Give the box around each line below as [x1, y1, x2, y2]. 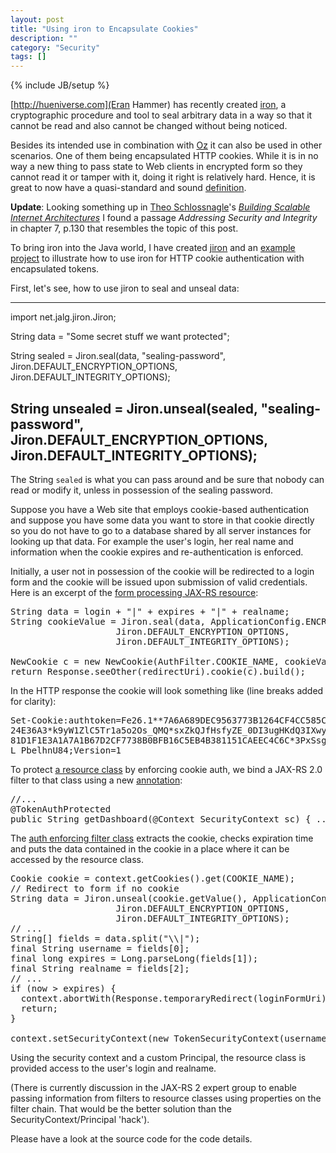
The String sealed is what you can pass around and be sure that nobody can [10, 473, 325, 485]
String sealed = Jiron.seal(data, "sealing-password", [10, 350, 227, 362]
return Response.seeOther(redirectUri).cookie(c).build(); [10, 666, 307, 677]
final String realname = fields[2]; [10, 962, 190, 974]
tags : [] [10, 52, 47, 62]
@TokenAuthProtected [10, 803, 112, 815]
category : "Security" [10, 42, 101, 53]
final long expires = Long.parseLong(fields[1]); [10, 952, 259, 964]
